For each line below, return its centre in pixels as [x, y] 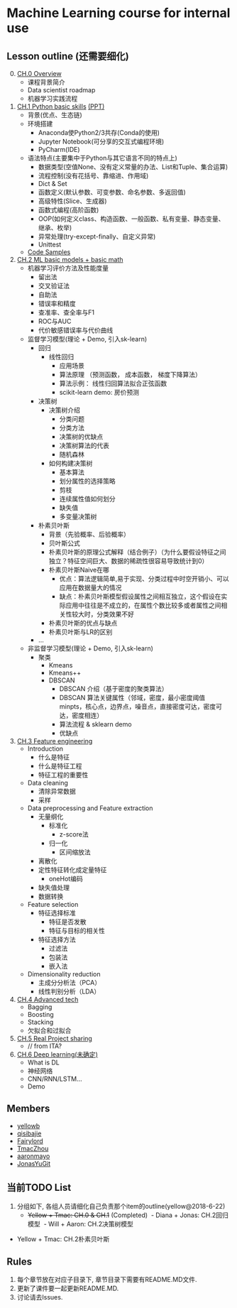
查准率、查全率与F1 [66, 312]
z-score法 [74, 834]
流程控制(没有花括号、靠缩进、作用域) [93, 176]
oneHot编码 [66, 879]
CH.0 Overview [39, 73]
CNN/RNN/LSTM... [55, 1079]
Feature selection [53, 904]
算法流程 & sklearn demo [95, 724]
